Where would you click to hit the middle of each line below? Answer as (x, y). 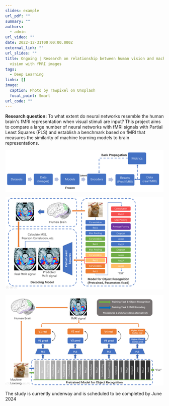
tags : (11, 69)
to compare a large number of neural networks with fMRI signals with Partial (84, 127)
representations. (22, 143)
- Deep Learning (27, 75)
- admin (18, 32)
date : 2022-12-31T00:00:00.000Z (39, 43)
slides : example (22, 11)
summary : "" (18, 21)
